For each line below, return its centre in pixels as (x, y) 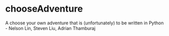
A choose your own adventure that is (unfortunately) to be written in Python (84, 23)
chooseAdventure (44, 9)
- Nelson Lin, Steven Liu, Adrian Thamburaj (50, 28)
